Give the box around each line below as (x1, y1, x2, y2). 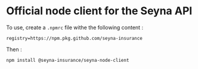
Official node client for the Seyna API (6, 4, 193, 18)
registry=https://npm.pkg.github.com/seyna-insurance (6, 35, 143, 41)
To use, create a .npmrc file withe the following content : (6, 24, 144, 31)
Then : (6, 46, 22, 53)
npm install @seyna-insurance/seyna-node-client (6, 57, 129, 63)
